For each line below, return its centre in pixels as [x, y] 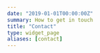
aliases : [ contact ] [35, 39]
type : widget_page [33, 33]
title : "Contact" [32, 26]
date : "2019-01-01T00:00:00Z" [50, 13]
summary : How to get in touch [50, 20]
